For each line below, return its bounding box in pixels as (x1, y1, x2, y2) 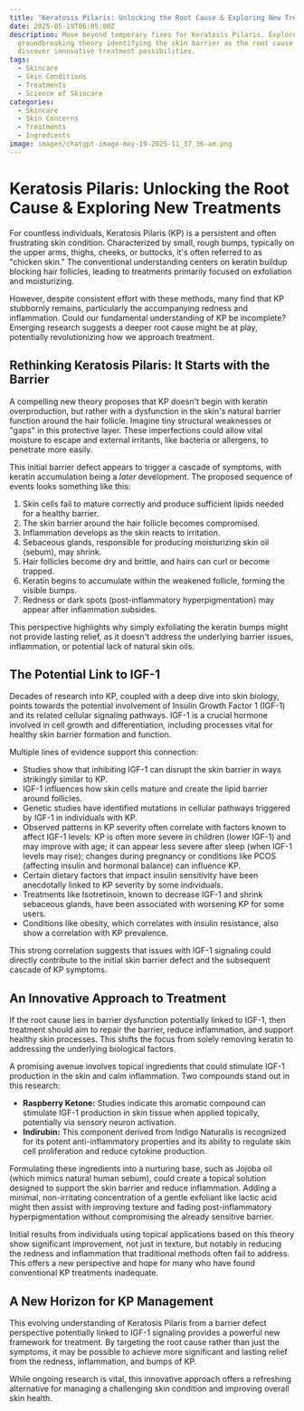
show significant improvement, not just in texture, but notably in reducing (9, 1238, 282, 1249)
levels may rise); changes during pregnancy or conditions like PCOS (22, 851, 277, 862)
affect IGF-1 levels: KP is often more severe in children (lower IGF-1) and (22, 831, 291, 842)
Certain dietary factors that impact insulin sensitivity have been (22, 870, 259, 881)
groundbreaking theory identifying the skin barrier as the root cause (17, 38, 294, 48)
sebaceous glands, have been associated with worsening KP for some (22, 899, 285, 910)
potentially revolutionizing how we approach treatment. (9, 331, 215, 342)
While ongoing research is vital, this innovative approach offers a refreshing (9, 1373, 292, 1384)
